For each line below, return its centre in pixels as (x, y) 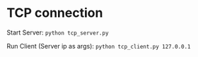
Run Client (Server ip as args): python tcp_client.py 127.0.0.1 (99, 46)
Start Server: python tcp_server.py (58, 32)
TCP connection (55, 13)
